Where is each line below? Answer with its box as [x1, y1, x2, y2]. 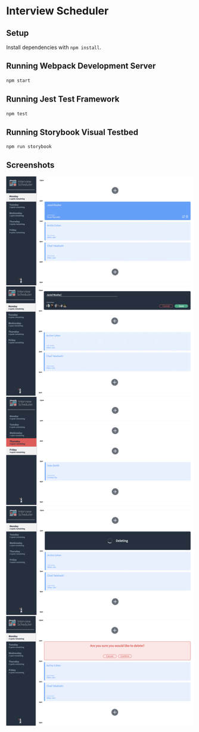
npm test [6, 110, 28, 117]
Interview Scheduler [6, 4, 109, 18]
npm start [6, 78, 31, 84]
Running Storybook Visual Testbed [6, 127, 139, 137]
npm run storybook [6, 144, 52, 150]
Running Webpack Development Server [6, 61, 156, 71]
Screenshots [6, 160, 55, 171]
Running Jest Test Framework [6, 94, 120, 104]
